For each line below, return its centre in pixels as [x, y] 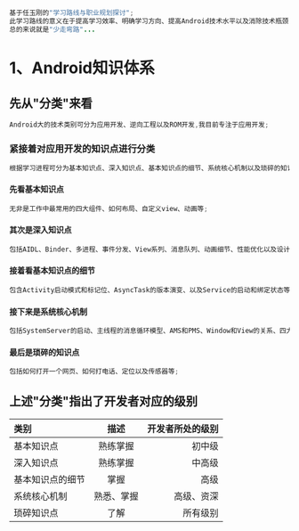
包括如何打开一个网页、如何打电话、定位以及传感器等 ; [94, 372]
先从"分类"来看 [51, 104]
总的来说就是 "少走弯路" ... [53, 29]
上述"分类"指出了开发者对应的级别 [104, 401]
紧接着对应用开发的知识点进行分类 [82, 149]
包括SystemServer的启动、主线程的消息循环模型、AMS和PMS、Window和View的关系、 [145, 331]
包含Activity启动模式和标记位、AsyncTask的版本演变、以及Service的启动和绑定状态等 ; [152, 290]
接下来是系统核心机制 [48, 311]
